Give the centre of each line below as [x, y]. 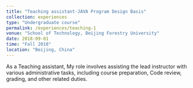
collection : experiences [37, 17]
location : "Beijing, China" [41, 50]
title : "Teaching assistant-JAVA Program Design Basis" [76, 11]
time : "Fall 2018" [29, 45]
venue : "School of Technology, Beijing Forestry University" [83, 33]
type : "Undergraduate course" [43, 22]
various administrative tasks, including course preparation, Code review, [94, 72]
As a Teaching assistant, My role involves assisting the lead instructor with [97, 66]
